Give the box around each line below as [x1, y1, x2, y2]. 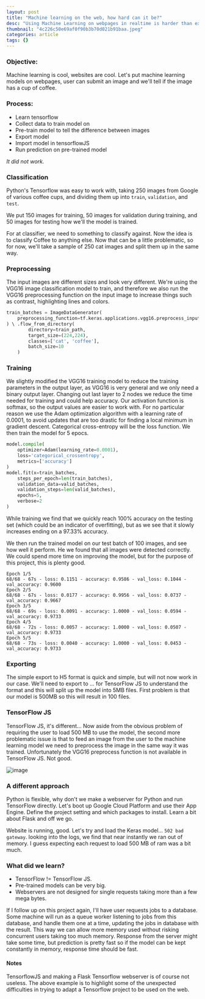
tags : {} [6, 37, 29, 43]
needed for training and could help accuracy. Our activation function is [6, 397, 184, 405]
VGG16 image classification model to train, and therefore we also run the [6, 285, 189, 292]
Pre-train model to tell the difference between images [15, 126, 150, 134]
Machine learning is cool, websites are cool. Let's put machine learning [6, 71, 185, 79]
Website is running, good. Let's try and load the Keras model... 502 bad [6, 826, 184, 834]
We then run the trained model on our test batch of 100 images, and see [6, 539, 187, 547]
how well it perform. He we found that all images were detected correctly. [6, 546, 191, 553]
